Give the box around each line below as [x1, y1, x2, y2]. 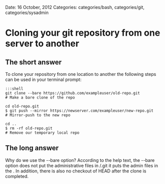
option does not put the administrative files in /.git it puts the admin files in [5, 162, 158, 168]
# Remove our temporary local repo [5, 130, 80, 135]
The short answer [5, 58, 62, 66]
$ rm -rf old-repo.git [5, 126, 53, 131]
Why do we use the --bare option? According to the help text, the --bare [5, 157, 155, 163]
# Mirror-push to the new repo [5, 113, 71, 118]
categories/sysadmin [5, 10, 49, 16]
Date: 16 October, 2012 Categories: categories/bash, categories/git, [5, 5, 144, 10]
